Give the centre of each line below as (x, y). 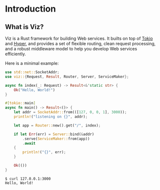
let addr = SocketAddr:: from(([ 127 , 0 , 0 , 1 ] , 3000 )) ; (70, 112)
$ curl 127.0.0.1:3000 (28, 179)
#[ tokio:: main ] (20, 103)
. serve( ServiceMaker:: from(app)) (56, 139)
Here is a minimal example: (32, 63)
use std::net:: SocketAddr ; (32, 72)
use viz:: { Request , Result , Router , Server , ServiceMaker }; (67, 77)
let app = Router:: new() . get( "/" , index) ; (57, 125)
